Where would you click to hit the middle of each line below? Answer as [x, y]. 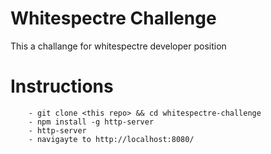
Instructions [62, 86]
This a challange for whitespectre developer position [118, 46]
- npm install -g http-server [91, 122]
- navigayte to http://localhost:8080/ [111, 139]
